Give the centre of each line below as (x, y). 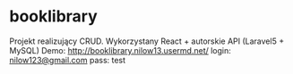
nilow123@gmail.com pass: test (68, 60)
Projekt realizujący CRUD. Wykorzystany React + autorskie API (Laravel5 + (147, 41)
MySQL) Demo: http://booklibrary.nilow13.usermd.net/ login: (120, 50)
